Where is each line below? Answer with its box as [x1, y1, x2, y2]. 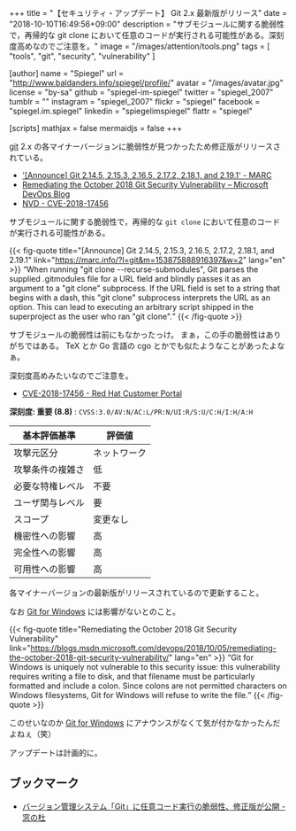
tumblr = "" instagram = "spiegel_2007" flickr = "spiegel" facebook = [9, 97, 261, 106]
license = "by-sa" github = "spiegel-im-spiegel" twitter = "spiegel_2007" [9, 87, 274, 97]
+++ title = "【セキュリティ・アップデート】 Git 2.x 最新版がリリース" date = [9, 8, 288, 18]
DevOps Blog [21, 189, 71, 199]
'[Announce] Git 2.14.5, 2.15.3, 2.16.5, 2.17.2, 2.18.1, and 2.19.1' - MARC [21, 170, 272, 180]
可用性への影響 [13, 563, 77, 575]
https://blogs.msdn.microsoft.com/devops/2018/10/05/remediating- [30, 643, 277, 653]
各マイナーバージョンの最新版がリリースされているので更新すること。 [9, 587, 264, 598]
